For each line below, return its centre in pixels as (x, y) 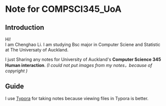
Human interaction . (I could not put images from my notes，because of (79, 65)
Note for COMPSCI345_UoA (63, 9)
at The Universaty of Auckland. (37, 50)
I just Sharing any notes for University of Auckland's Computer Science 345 (83, 59)
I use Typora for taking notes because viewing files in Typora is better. (77, 98)
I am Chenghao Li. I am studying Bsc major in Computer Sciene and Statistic (83, 45)
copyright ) (16, 71)
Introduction (25, 27)
